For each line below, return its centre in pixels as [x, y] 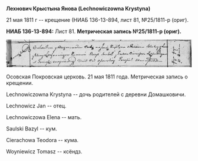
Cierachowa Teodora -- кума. [42, 140]
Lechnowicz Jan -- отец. [36, 106]
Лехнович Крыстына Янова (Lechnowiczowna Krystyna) [78, 9]
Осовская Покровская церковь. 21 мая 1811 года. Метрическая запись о [97, 77]
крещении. [20, 83]
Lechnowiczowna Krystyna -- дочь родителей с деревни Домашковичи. [96, 94]
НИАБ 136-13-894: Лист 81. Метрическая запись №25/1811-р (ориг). [94, 31]
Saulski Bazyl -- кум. [32, 129]
